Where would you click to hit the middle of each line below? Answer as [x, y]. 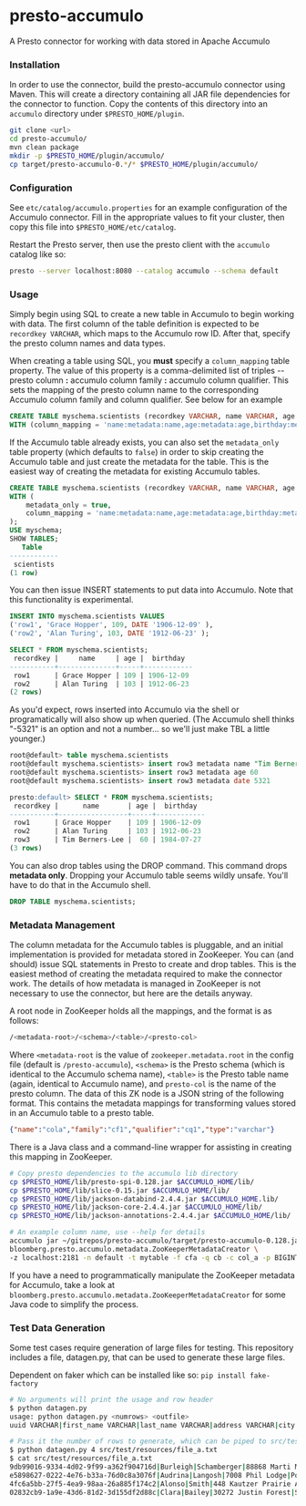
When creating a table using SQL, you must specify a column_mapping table [149, 361]
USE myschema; [36, 531]
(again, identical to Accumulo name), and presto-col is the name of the [143, 1084]
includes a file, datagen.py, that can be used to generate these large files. [147, 1357]
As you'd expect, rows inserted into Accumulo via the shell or [124, 710]
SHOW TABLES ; [34, 539]
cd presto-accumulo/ [49, 139]
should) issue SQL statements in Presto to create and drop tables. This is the [153, 964]
